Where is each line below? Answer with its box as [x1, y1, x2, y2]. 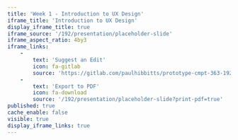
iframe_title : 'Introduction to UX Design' [7, 17, 138, 24]
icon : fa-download [33, 89, 87, 96]
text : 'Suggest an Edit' [33, 57, 106, 64]
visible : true [7, 115, 50, 122]
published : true [7, 103, 55, 110]
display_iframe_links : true [7, 122, 91, 129]
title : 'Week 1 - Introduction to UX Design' [7, 10, 144, 18]
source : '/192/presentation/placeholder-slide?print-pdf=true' [33, 96, 223, 103]
